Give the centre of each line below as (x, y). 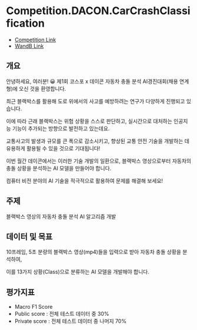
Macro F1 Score (34, 307)
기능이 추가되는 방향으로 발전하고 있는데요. (61, 128)
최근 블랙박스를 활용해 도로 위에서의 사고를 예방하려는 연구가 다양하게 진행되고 (96, 101)
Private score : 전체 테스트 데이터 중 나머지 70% (71, 321)
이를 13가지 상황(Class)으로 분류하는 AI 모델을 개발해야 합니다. (78, 272)
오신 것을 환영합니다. (42, 88)
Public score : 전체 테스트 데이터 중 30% (62, 314)
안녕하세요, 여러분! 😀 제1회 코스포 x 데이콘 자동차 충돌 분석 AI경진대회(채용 (92, 81)
